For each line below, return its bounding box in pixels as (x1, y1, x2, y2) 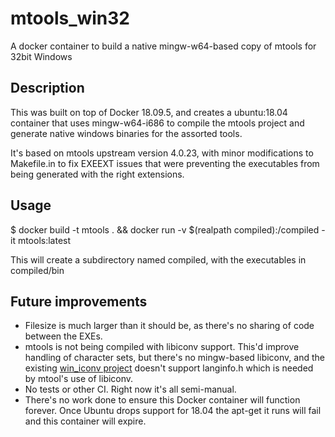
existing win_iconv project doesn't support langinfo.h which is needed (24, 362, 314, 374)
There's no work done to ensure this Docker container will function (24, 394, 301, 406)
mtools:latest (17, 234, 72, 246)
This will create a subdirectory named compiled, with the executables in (10, 253, 307, 266)
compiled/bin (10, 264, 65, 276)
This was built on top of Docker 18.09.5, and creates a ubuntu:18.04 (10, 106, 288, 118)
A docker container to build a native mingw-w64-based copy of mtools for (10, 40, 317, 52)
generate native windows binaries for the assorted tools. (10, 127, 243, 139)
